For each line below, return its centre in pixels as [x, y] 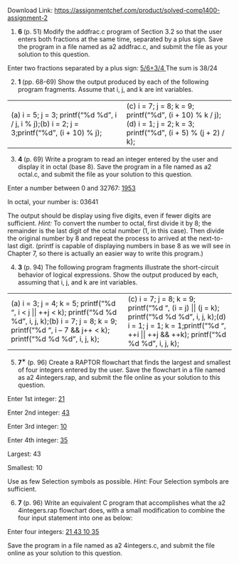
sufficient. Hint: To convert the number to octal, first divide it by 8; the [110, 223]
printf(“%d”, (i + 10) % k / [170, 115]
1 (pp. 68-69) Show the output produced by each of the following [113, 82]
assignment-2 [28, 18]
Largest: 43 [24, 454]
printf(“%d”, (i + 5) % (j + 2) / [176, 133]
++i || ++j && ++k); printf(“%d [177, 335]
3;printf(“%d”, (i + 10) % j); [57, 133]
